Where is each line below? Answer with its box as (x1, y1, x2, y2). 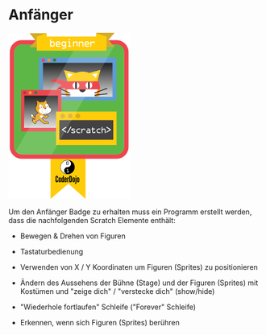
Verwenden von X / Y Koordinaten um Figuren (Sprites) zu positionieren (19, 262, 258, 271)
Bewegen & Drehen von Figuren (19, 231, 127, 241)
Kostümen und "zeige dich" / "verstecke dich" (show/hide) (19, 286, 215, 296)
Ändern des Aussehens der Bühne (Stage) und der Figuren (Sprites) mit (19, 278, 259, 287)
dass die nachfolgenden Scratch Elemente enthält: (8, 215, 176, 225)
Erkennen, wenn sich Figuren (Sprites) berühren (19, 317, 180, 327)
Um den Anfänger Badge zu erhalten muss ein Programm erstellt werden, (8, 207, 252, 217)
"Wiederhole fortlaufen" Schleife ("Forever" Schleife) (19, 302, 196, 312)
